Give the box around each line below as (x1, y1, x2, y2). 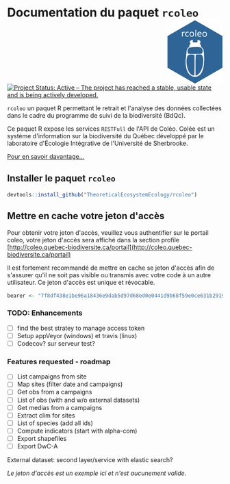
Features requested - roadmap (7, 357, 111, 366)
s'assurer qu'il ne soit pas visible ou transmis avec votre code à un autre (7, 270, 212, 279)
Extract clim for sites (16, 411, 75, 419)
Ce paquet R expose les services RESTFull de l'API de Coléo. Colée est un (7, 125, 215, 133)
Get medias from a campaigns (16, 403, 103, 411)
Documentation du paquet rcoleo (7, 5, 199, 21)
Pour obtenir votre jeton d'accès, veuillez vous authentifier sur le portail (7, 228, 209, 237)
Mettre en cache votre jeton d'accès (7, 210, 165, 222)
